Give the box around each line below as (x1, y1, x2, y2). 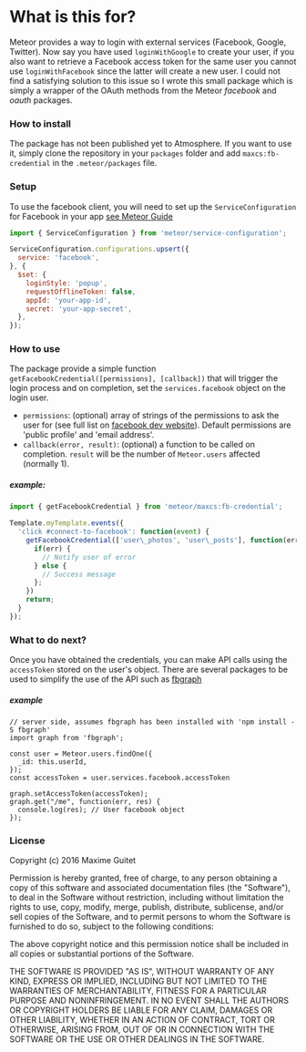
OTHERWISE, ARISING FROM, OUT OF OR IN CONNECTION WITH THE (9, 1024, 275, 1036)
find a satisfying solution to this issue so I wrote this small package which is (9, 75, 293, 86)
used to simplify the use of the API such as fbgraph (9, 674, 202, 685)
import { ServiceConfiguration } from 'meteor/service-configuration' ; (9, 228, 287, 238)
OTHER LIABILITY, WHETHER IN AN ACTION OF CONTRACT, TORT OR (9, 1015, 275, 1026)
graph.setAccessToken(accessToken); (9, 789, 148, 799)
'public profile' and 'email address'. (22, 429, 155, 440)
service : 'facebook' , (17, 253, 100, 263)
